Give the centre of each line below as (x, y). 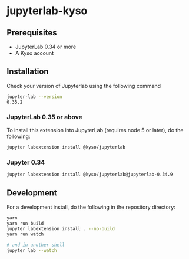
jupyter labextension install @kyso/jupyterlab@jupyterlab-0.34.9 (90, 175)
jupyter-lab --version (34, 96)
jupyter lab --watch (32, 251)
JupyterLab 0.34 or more (46, 47)
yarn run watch (25, 234)
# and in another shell (36, 245)
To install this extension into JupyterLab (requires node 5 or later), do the (95, 130)
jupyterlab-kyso (47, 11)
